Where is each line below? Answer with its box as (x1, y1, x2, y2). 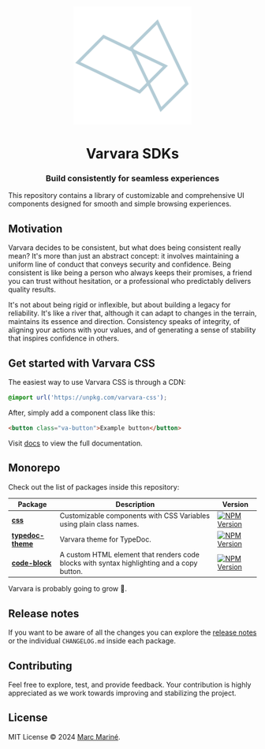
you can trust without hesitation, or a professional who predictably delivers (8, 277, 252, 286)
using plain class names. (59, 520, 140, 529)
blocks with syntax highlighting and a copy (59, 558, 198, 568)
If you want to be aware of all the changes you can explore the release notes (8, 628, 257, 637)
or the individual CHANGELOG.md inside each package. (8, 636, 176, 646)
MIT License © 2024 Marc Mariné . (8, 732, 121, 741)
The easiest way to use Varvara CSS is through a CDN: (8, 378, 186, 387)
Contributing (8, 659, 73, 673)
